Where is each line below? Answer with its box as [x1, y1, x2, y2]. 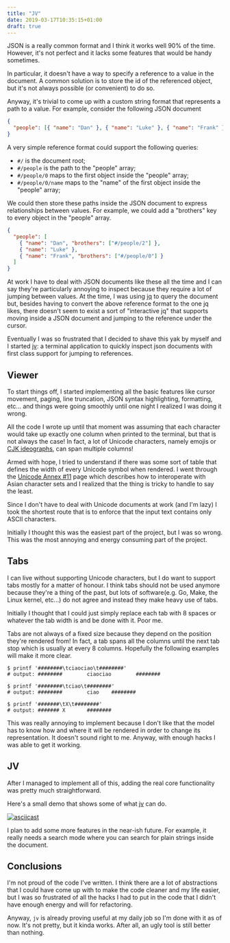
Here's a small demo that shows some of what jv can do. [7, 799, 167, 808]
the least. [7, 487, 34, 495]
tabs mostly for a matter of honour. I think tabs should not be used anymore [7, 581, 220, 589]
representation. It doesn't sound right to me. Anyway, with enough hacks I [7, 733, 216, 742]
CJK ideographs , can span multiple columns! [7, 444, 133, 453]
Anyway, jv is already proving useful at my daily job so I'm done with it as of [7, 914, 222, 922]
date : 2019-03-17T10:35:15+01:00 [7, 16, 103, 23]
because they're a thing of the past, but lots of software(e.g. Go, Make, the [7, 588, 218, 596]
